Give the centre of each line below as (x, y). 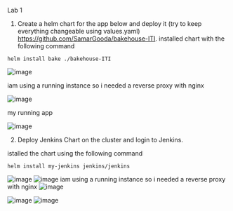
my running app (30, 113)
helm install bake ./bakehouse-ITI (59, 59)
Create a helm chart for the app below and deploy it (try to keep (109, 23)
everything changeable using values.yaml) (79, 31)
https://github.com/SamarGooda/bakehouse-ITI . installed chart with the (121, 39)
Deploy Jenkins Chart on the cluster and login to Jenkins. (100, 140)
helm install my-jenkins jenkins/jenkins (69, 166)
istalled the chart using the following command (75, 153)
